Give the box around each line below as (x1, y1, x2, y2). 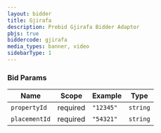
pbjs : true (7, 30, 39, 37)
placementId (11, 115, 51, 123)
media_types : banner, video (7, 43, 90, 50)
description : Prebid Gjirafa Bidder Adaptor (7, 23, 140, 30)
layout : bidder (7, 10, 52, 18)
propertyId (11, 103, 47, 112)
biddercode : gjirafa (7, 37, 68, 44)
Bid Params (7, 72, 47, 82)
